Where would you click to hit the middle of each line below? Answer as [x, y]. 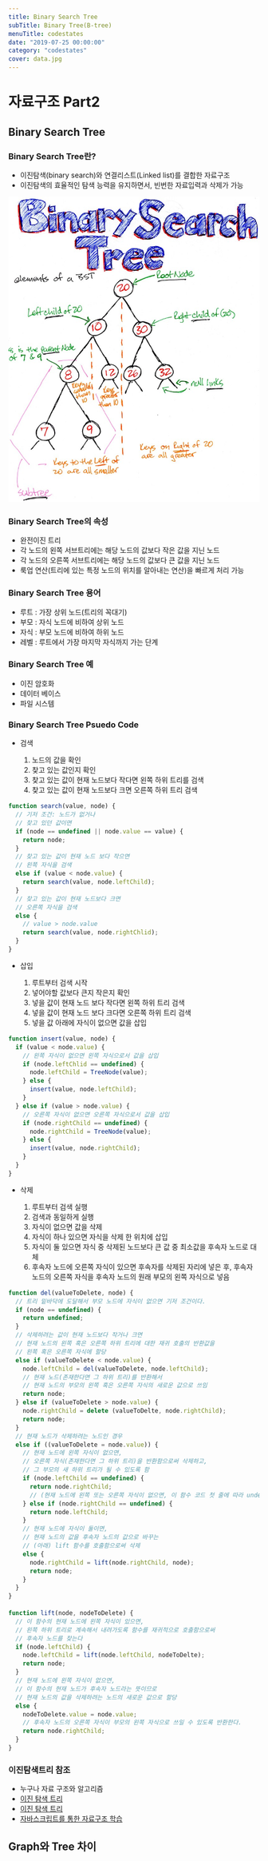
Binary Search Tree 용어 [55, 593]
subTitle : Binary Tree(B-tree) [60, 25]
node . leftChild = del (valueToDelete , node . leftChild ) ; [116, 1369]
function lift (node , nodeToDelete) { [71, 1613]
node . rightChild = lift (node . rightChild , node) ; [112, 1562]
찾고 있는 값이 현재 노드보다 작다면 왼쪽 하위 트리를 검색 [118, 780]
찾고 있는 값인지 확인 [64, 770]
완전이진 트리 [40, 540]
